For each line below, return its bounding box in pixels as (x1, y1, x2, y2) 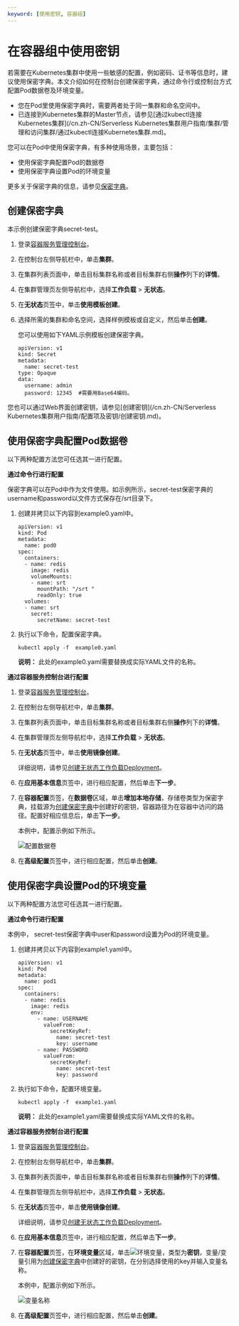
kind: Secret (17, 351, 57, 358)
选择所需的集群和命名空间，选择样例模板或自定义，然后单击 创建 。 (17, 316, 211, 324)
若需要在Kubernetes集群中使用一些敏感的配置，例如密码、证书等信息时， (7, 68, 222, 77)
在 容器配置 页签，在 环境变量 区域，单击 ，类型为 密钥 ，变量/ (17, 1249, 221, 1256)
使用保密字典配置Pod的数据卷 (17, 158, 105, 166)
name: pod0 (24, 542, 57, 550)
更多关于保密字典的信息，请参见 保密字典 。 (7, 182, 132, 191)
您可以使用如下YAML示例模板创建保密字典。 (17, 331, 148, 339)
